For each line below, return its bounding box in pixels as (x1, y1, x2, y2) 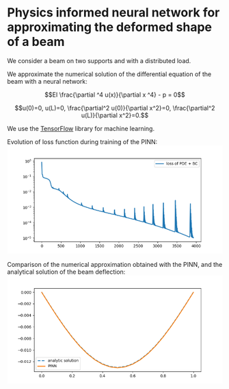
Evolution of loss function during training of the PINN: (7, 137, 158, 145)
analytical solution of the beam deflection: (7, 268, 126, 276)
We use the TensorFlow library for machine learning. (7, 124, 155, 132)
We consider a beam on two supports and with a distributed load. (7, 56, 191, 64)
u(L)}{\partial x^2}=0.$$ (81, 111, 149, 119)
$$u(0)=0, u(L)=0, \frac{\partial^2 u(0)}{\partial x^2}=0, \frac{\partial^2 (14, 104, 215, 112)
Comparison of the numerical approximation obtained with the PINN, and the (7, 260, 223, 268)
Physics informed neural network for (7, 5, 220, 21)
